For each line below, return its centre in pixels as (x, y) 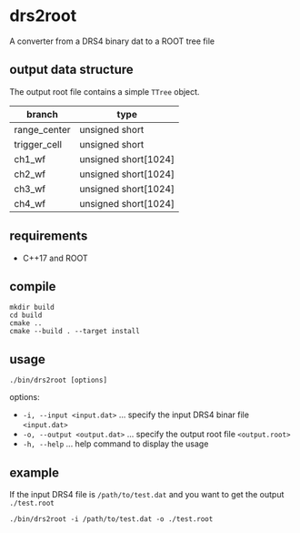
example (35, 472)
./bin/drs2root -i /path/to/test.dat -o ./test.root (111, 519)
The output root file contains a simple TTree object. (105, 91)
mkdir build (32, 307)
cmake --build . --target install (75, 332)
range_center (42, 129)
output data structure (71, 70)
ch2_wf (30, 174)
